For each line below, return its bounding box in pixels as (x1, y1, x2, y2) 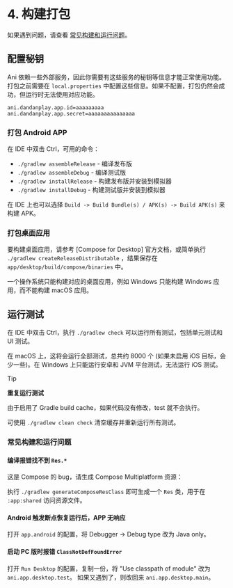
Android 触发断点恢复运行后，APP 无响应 (7, 513, 126, 522)
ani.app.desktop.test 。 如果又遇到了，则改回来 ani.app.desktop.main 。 (7, 573, 215, 581)
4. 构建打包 (7, 6, 71, 22)
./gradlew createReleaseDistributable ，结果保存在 (7, 254, 158, 262)
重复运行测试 (7, 389, 44, 397)
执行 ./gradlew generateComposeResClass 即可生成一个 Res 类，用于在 (7, 488, 206, 496)
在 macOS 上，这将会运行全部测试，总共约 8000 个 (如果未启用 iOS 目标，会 (7, 352, 226, 360)
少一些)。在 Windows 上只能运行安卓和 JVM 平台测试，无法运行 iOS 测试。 (7, 360, 223, 369)
